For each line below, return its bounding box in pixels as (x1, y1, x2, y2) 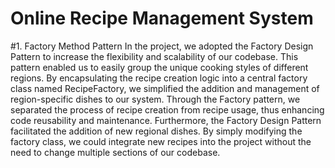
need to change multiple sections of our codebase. (10, 146, 221, 158)
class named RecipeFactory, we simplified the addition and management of (10, 82, 320, 94)
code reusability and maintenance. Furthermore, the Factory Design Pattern (10, 114, 322, 126)
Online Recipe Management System (10, 7, 314, 30)
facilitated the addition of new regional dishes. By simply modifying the (10, 125, 303, 137)
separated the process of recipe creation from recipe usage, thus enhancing (10, 103, 325, 116)
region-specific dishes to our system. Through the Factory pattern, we (10, 93, 301, 105)
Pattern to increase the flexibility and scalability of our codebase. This (10, 50, 299, 62)
